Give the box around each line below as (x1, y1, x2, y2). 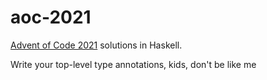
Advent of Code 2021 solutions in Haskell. (10, 39, 183, 51)
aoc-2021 (10, 6, 92, 29)
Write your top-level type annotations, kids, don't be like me (10, 58, 257, 70)
